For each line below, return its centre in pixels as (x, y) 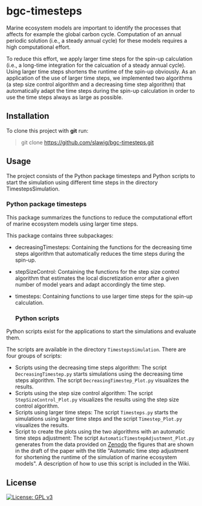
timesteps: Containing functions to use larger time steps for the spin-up (104, 296)
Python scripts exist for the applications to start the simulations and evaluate (101, 331)
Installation (28, 116)
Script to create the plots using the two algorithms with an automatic (100, 432)
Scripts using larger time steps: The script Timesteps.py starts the (96, 413)
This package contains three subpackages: (60, 235)
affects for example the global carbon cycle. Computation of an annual (94, 34)
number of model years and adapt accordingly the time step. (90, 284)
